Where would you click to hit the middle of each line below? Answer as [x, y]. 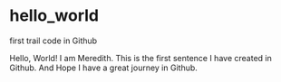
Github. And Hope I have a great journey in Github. [103, 68]
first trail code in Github [53, 41]
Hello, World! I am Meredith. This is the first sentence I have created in [140, 58]
